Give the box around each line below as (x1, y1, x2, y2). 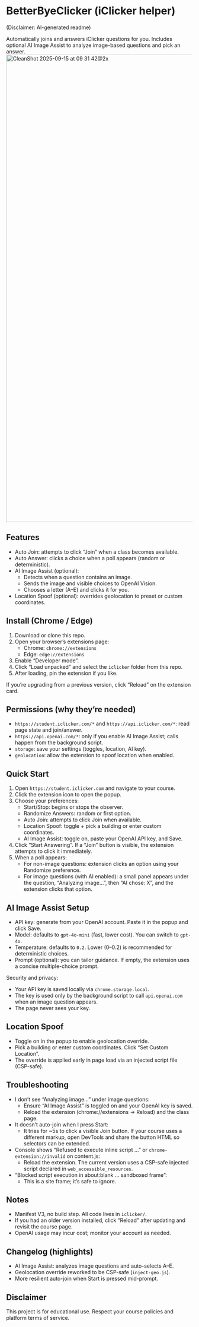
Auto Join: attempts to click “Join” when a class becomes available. (14, 548, 179, 555)
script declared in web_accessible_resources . (23, 1165, 133, 1172)
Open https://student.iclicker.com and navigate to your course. (14, 785, 176, 792)
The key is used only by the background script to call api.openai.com (14, 992, 183, 999)
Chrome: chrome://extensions (23, 644, 97, 651)
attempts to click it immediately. (14, 847, 92, 855)
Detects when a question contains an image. (23, 573, 132, 580)
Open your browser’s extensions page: (14, 638, 110, 645)
